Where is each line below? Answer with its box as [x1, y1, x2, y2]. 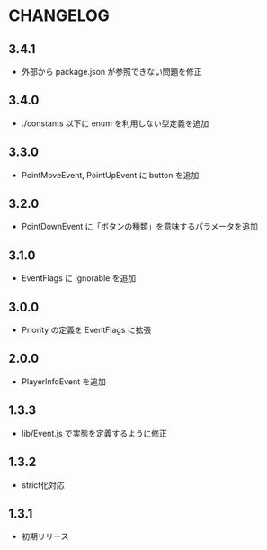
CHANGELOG [8, 5, 110, 26]
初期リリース [21, 531, 69, 542]
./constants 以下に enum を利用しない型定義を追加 [21, 118, 209, 129]
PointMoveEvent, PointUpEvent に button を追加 [21, 169, 200, 180]
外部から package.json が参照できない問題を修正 [21, 67, 203, 77]
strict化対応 [21, 479, 65, 491]
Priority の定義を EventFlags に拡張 [21, 325, 152, 336]
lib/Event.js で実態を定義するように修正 [21, 428, 167, 438]
